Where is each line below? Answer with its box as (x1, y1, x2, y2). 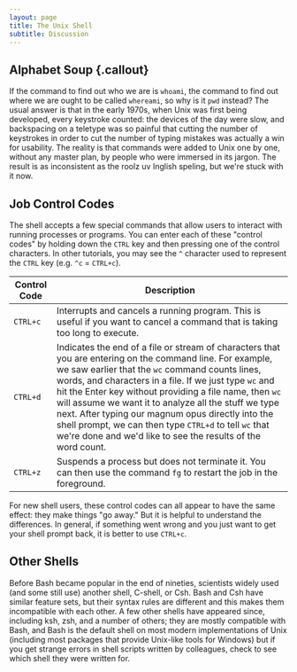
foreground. (56, 478, 106, 489)
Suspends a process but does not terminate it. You (56, 456, 267, 467)
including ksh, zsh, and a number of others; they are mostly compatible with (9, 615, 286, 626)
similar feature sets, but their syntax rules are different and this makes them (9, 596, 285, 607)
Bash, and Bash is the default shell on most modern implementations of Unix (9, 624, 287, 635)
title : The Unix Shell (9, 21, 93, 30)
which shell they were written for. (9, 652, 131, 663)
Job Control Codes (9, 196, 115, 211)
